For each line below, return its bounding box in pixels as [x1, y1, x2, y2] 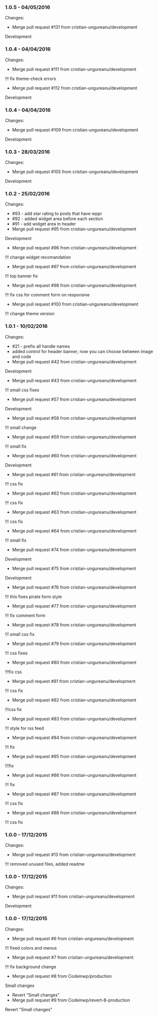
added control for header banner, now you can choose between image [12, 348, 154, 354]
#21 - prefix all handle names [12, 343, 70, 349]
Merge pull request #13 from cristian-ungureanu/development [12, 852, 136, 857]
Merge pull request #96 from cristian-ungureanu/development [12, 245, 137, 251]
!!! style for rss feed [5, 725, 44, 731]
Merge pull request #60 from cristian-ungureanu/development [12, 452, 137, 458]
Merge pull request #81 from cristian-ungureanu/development [12, 678, 136, 684]
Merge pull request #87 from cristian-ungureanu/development [12, 791, 137, 797]
